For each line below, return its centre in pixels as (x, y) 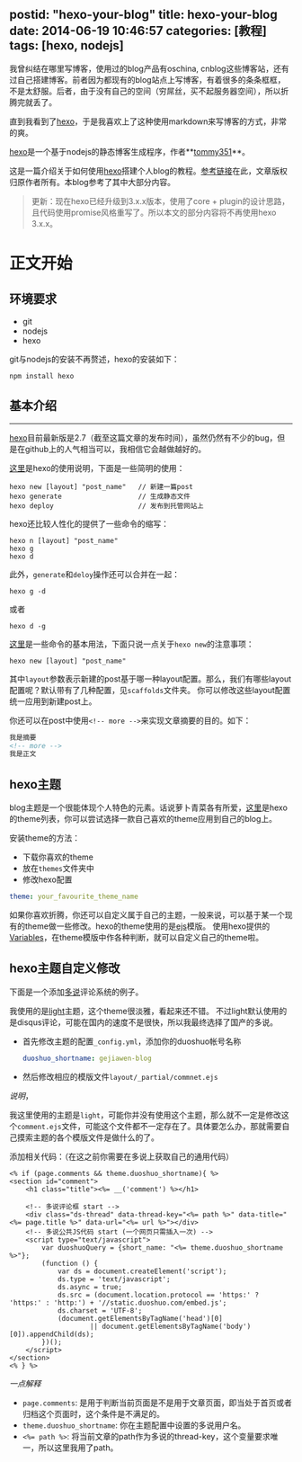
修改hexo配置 (47, 879)
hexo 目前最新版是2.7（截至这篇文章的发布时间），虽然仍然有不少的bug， (143, 437)
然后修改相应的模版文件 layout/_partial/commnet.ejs (120, 1076)
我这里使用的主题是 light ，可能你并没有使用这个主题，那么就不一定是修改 (145, 1115)
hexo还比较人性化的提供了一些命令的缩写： (89, 523)
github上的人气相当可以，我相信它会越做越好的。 (115, 449)
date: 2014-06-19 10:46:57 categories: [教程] (138, 31)
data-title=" (263, 1214)
